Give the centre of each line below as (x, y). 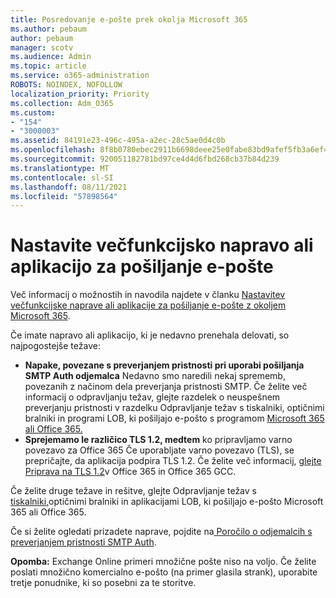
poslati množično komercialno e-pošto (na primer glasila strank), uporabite (164, 572)
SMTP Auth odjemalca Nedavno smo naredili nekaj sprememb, (155, 376)
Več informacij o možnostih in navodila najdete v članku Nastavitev (148, 295)
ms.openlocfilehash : (53, 150)
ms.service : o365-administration (80, 76)
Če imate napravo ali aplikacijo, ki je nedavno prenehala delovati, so (150, 335)
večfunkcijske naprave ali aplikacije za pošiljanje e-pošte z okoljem (148, 305)
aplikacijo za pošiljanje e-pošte (142, 267)
